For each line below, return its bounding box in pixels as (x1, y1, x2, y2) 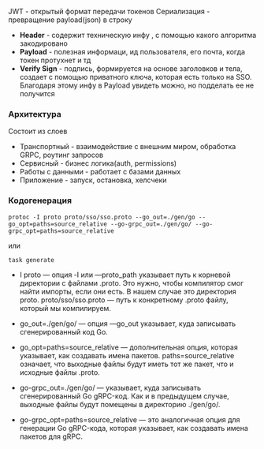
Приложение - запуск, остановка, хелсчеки (19, 175, 167, 185)
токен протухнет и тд (19, 55, 91, 65)
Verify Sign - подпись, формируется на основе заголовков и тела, (19, 64, 243, 73)
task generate (8, 256, 55, 264)
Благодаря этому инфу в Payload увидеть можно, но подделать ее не (19, 80, 255, 90)
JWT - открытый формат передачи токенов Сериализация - (8, 7, 210, 16)
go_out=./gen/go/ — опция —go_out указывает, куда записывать (19, 319, 236, 328)
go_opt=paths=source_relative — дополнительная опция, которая (19, 342, 238, 352)
